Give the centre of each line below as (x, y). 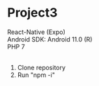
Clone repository (41, 67)
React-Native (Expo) (37, 32)
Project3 (32, 13)
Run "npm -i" (36, 75)
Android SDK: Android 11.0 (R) (50, 39)
